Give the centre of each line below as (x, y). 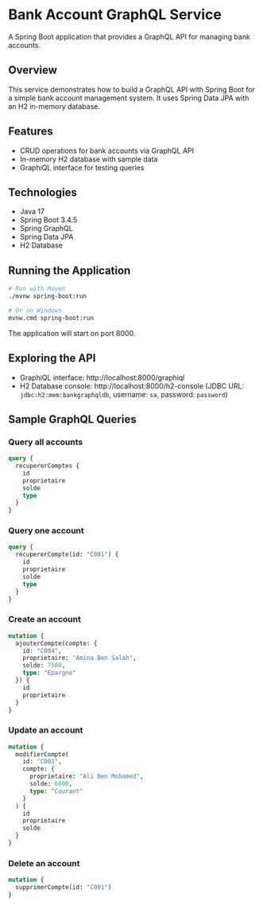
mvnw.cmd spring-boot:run (51, 318)
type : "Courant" (56, 791)
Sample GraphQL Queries (72, 419)
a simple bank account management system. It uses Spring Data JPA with (129, 98)
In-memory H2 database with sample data (89, 159)
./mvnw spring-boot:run (48, 296)
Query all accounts (46, 442)
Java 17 (32, 212)
